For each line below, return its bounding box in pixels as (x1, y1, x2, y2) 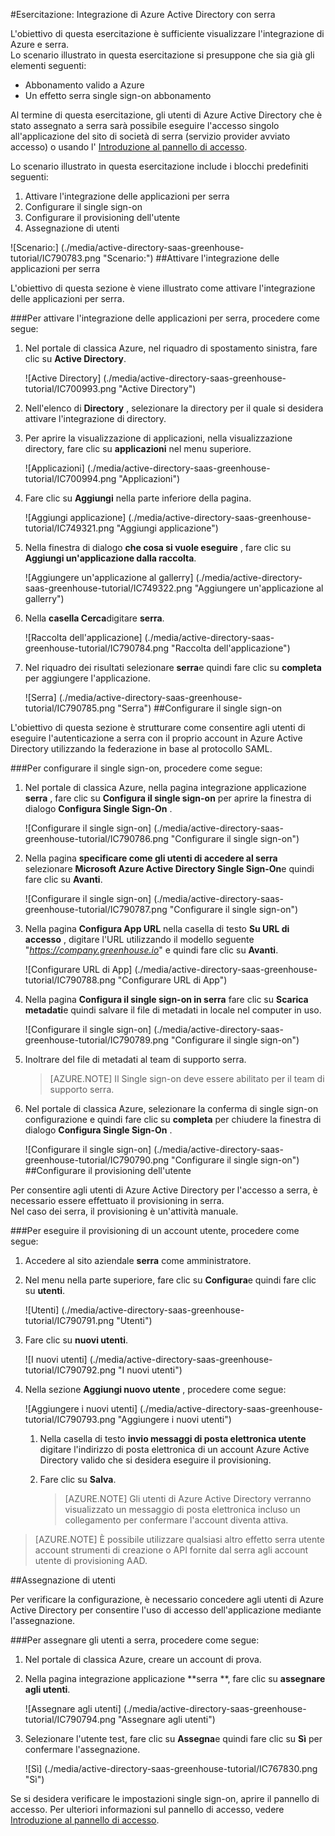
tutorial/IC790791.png (24, 1315, 115, 1326)
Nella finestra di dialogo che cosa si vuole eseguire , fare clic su (24, 542, 292, 553)
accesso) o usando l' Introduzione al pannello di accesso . (10, 141, 248, 153)
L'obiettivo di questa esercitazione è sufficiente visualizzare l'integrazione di (10, 28, 325, 39)
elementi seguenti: (10, 60, 87, 71)
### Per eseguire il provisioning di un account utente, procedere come (10, 1225, 300, 1236)
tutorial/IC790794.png (24, 1714, 117, 1725)
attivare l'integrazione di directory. (24, 413, 167, 424)
